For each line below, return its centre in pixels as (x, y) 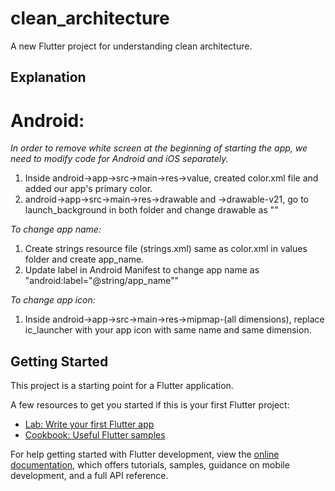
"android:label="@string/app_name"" (102, 281)
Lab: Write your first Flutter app (89, 424)
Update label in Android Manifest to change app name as (142, 270)
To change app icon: (53, 300)
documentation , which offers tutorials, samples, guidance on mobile (150, 465)
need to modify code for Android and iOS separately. (119, 159)
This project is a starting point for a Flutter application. (122, 386)
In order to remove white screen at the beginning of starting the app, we (159, 148)
